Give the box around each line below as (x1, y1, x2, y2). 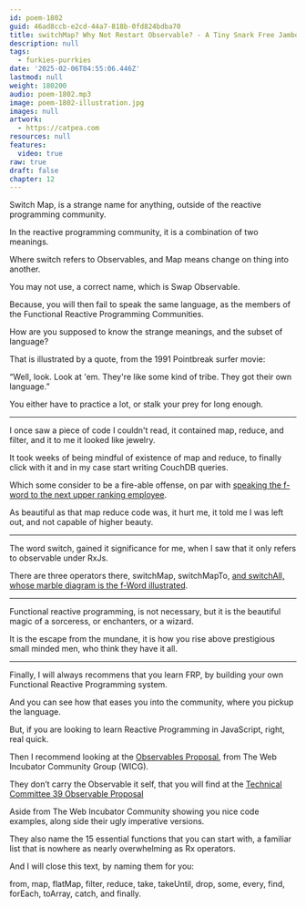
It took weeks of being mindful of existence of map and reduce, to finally (9, 452, 282, 463)
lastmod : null (9, 73, 64, 82)
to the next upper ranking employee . (30, 490, 167, 500)
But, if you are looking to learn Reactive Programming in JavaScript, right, (9, 724, 285, 735)
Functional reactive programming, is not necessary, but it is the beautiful (9, 606, 281, 617)
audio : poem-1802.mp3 (9, 89, 92, 98)
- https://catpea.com (17, 124, 100, 133)
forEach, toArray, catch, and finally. (9, 888, 142, 899)
